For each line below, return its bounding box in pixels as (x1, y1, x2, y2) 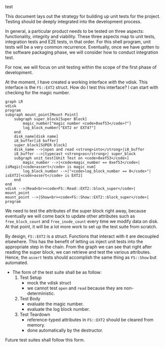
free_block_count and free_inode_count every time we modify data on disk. (5, 218, 159, 224)
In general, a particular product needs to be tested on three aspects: (5, 28, 144, 34)
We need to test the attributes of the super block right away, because (5, 208, 147, 213)
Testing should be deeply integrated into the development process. (5, 19, 142, 24)
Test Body (19, 296, 41, 301)
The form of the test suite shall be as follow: (12, 270, 102, 275)
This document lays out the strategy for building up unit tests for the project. (5, 13, 161, 19)
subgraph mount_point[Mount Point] (5, 112, 79, 117)
